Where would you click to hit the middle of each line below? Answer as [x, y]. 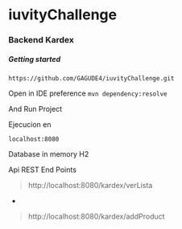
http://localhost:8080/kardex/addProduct [96, 217]
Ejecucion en [30, 125]
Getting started [35, 59]
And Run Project [35, 109]
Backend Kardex [41, 40]
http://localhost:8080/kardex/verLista [90, 186]
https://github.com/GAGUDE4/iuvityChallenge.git [91, 79]
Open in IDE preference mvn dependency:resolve [88, 93]
